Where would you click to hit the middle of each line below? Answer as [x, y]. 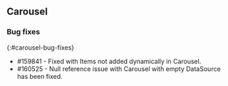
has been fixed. [40, 76]
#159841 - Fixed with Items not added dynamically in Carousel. [109, 61]
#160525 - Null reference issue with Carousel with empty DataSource [119, 69]
